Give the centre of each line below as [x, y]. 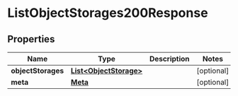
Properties [31, 39]
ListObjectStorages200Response [108, 13]
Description [169, 59]
